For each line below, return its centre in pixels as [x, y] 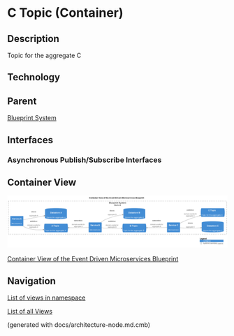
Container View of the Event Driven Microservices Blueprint [93, 259]
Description [33, 39]
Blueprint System [32, 118]
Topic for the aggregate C [44, 55]
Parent [22, 101]
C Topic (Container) [65, 13]
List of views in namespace [46, 298]
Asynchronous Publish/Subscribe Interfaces [85, 160]
